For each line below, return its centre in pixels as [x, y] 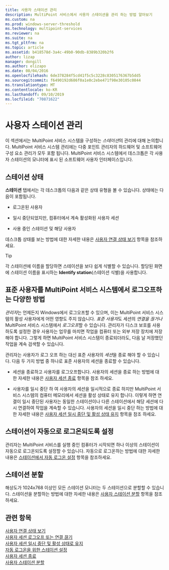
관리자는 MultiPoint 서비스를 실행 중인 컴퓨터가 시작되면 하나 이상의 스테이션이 [82, 444]
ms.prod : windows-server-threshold [43, 24]
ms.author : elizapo [26, 66]
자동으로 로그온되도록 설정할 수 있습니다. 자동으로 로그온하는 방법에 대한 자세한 [83, 451]
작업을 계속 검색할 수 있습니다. [35, 344]
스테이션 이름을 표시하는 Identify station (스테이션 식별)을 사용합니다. [79, 272]
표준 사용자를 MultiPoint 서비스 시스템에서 [68, 290]
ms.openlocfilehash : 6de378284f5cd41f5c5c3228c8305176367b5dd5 [73, 76]
